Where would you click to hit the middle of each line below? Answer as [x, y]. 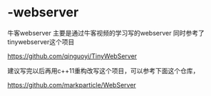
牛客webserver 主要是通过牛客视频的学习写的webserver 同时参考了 [106, 33]
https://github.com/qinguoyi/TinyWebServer [72, 56]
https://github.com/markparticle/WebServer [72, 85]
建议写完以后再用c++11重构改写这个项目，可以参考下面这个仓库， [103, 70]
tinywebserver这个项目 [41, 42]
